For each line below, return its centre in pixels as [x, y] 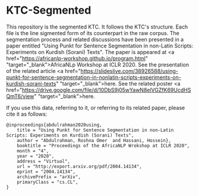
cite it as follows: [27, 114]
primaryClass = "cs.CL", [48, 182]
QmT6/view [20, 96]
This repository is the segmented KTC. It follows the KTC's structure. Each [97, 27]
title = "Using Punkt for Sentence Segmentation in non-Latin [95, 130]
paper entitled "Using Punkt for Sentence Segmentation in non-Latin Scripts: [100, 46]
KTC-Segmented [49, 10]
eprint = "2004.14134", [46, 172]
